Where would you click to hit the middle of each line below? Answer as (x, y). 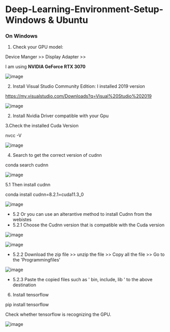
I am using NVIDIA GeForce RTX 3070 (45, 67)
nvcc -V (13, 136)
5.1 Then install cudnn (28, 185)
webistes (22, 220)
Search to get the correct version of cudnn (57, 155)
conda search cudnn (27, 165)
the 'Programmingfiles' (37, 260)
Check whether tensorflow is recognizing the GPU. (58, 314)
